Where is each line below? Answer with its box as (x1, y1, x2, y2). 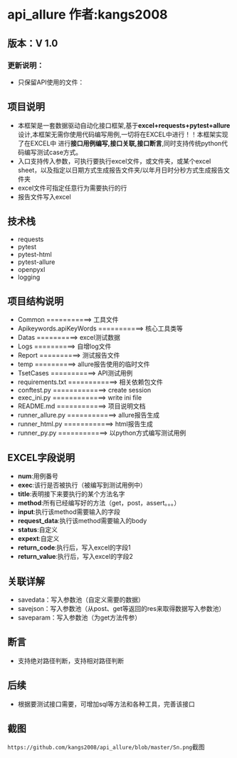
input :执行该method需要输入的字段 (17, 507, 121, 516)
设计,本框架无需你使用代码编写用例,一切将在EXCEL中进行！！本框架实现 (17, 130, 228, 138)
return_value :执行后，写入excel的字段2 (17, 552, 133, 561)
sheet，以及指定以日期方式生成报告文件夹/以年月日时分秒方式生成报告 (17, 166, 224, 174)
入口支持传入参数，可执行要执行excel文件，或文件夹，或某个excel (17, 156, 211, 165)
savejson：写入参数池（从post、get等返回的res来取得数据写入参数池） (17, 604, 226, 612)
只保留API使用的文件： (17, 78, 85, 86)
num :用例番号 (17, 472, 59, 480)
